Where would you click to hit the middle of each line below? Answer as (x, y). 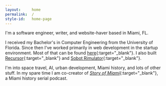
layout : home (23, 10)
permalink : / (20, 14)
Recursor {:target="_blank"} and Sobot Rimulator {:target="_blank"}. (73, 58)
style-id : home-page (28, 19)
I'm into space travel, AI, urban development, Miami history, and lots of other (83, 68)
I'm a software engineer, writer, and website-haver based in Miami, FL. (77, 33)
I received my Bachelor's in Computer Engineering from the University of (79, 43)
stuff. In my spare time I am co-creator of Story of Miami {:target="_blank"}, (82, 73)
